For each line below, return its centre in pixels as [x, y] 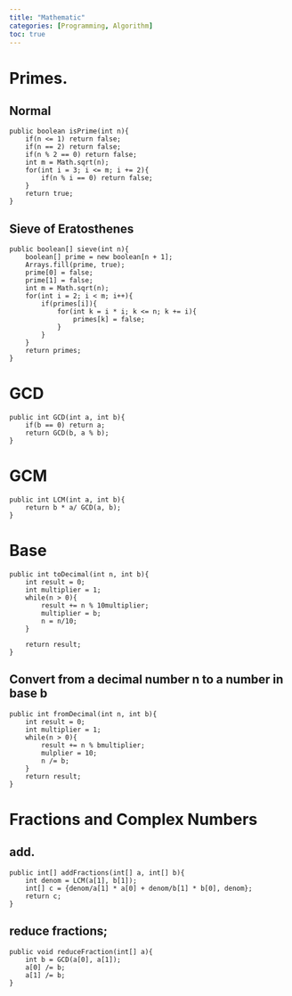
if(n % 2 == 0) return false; [81, 155]
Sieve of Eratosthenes [72, 229]
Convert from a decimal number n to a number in [146, 679]
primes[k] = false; [109, 320]
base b [28, 694]
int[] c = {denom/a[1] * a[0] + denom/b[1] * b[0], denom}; [139, 888]
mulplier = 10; [69, 753]
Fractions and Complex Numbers [134, 820]
